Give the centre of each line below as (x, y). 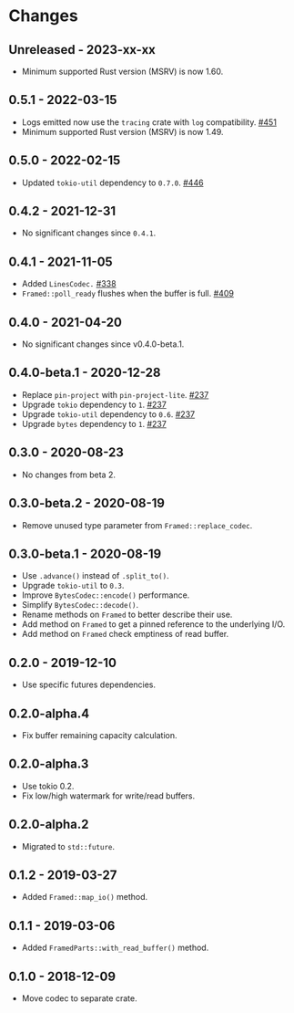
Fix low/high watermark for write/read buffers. (108, 796)
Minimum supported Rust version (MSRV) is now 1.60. (122, 71)
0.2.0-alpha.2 (49, 825)
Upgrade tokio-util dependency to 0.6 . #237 (108, 414)
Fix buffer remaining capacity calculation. (100, 735)
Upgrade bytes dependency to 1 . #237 (94, 423)
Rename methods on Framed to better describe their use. (127, 615)
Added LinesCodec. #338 (69, 284)
